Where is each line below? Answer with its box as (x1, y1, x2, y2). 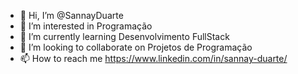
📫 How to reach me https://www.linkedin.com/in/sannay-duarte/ (19, 53, 288, 64)
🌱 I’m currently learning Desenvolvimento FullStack (19, 31, 230, 42)
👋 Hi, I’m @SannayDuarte (19, 10, 124, 21)
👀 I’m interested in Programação (19, 20, 153, 32)
